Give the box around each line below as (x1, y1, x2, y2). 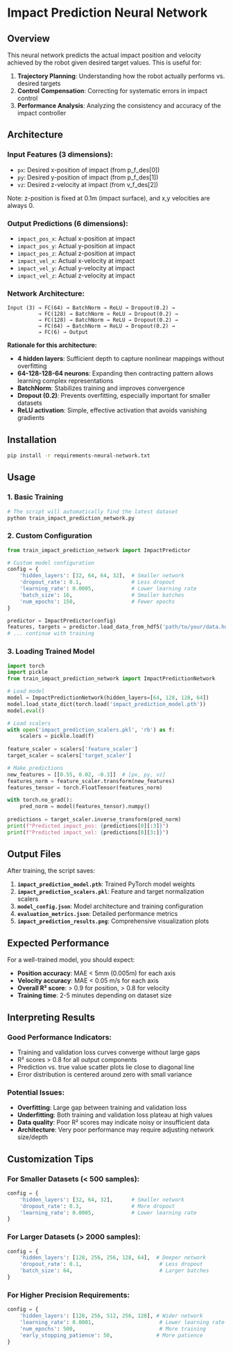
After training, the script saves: (7, 867, 96, 875)
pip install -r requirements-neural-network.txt (7, 452, 150, 460)
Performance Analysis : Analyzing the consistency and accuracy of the (17, 102, 221, 109)
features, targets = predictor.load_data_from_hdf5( (7, 624, 163, 631)
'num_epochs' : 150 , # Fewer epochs (19, 598, 175, 605)
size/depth (17, 1133, 49, 1141)
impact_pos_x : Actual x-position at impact (17, 234, 135, 243)
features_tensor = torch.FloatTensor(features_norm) (7, 784, 163, 791)
